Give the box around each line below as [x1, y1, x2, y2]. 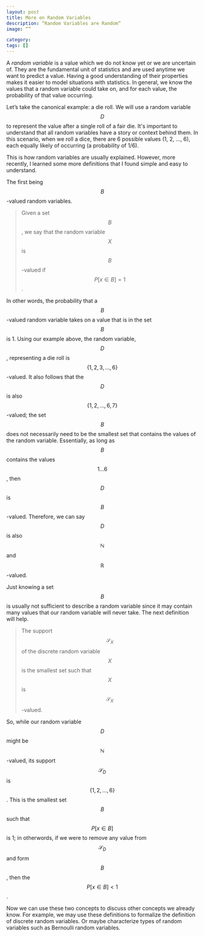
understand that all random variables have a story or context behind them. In [6, 129, 199, 136]
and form [6, 855, 29, 862]
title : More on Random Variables [6, 15, 91, 21]
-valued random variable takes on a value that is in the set [6, 316, 152, 323]
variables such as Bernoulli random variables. [6, 924, 121, 932]
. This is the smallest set [6, 796, 67, 804]
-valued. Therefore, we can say [6, 513, 85, 520]
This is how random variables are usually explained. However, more [6, 153, 175, 161]
